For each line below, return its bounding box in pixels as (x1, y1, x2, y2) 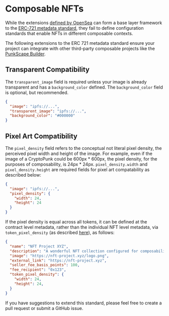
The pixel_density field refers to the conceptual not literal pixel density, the (5, 145, 162, 151)
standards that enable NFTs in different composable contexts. (5, 30, 133, 36)
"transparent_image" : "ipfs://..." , (10, 109, 87, 114)
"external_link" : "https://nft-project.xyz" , (10, 258, 107, 263)
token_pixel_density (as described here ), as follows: (5, 229, 115, 235)
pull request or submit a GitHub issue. (5, 305, 83, 311)
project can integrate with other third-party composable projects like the (5, 45, 155, 51)
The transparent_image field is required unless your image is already (5, 78, 147, 85)
